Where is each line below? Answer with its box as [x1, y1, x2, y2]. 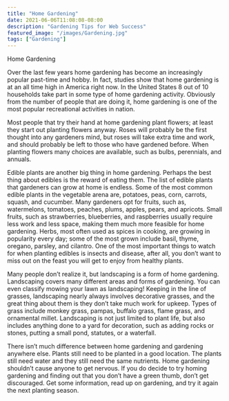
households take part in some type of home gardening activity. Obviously [7, 91, 216, 99]
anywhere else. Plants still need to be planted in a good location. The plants [7, 350, 222, 358]
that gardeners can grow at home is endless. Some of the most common [7, 183, 212, 192]
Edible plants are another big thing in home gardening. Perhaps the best [7, 169, 212, 177]
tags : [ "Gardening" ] [7, 36, 67, 43]
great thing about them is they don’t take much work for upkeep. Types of [7, 299, 217, 308]
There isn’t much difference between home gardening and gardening [7, 342, 203, 351]
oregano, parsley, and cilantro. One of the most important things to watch [7, 242, 216, 250]
